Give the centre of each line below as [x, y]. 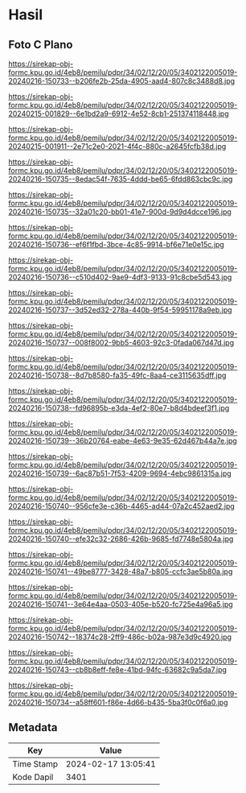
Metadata [33, 727]
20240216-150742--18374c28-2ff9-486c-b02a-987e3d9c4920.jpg [120, 637]
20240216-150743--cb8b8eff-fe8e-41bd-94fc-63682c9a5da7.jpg [118, 669]
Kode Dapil [33, 777]
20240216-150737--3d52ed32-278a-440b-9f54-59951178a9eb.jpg [120, 310]
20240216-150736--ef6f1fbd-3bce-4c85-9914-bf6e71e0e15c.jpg [117, 244]
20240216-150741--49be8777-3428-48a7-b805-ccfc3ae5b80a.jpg [121, 572]
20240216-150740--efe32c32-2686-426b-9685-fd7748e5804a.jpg [121, 539]
